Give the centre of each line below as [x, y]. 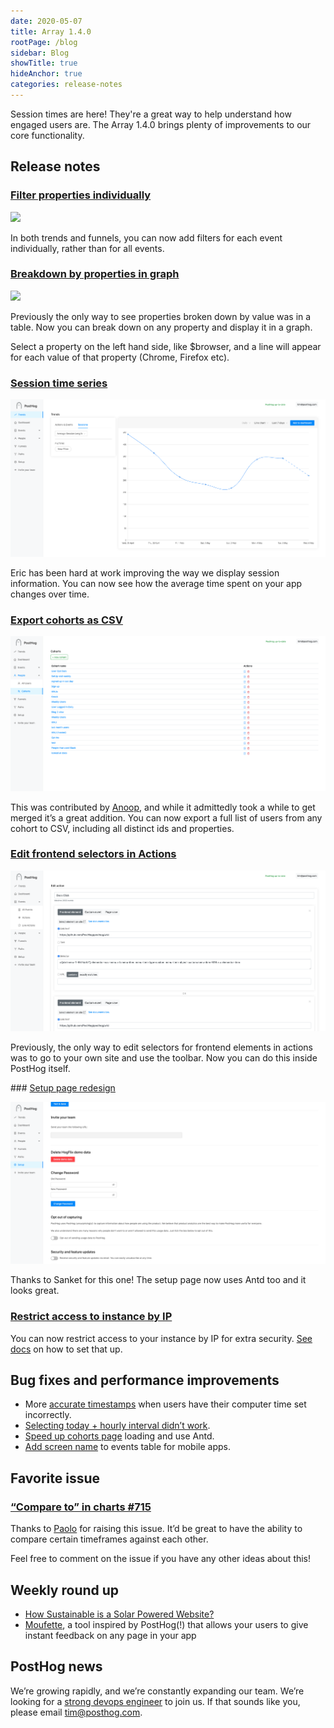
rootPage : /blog [44, 42]
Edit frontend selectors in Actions [93, 854]
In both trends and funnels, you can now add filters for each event [146, 237]
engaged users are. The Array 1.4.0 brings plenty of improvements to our [161, 124]
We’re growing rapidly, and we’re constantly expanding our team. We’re [157, 1691]
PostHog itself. [40, 1069]
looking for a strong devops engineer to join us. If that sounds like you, [155, 1701]
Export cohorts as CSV [66, 620]
